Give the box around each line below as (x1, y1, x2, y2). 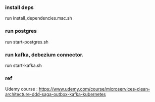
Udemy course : (5, 86, 38, 92)
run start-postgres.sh (5, 39, 49, 45)
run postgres (5, 28, 37, 35)
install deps (5, 4, 34, 11)
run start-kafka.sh (5, 62, 42, 68)
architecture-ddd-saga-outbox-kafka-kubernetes (5, 91, 106, 98)
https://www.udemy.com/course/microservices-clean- (39, 86, 150, 92)
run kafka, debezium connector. (5, 51, 84, 58)
